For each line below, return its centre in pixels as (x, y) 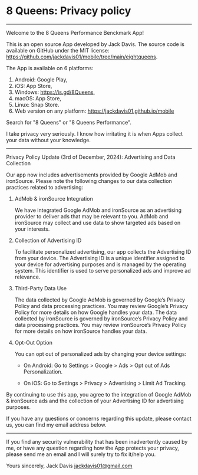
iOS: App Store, (33, 86)
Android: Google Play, (41, 79)
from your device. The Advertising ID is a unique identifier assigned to (100, 258)
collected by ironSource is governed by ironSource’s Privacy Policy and (101, 318)
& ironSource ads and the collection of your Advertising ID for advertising (95, 401)
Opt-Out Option (34, 342)
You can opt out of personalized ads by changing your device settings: (100, 354)
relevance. (27, 277)
